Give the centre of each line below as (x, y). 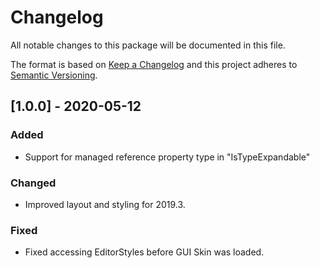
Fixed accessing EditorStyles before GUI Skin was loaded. (144, 252)
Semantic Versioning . (54, 75)
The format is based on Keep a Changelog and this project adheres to (154, 64)
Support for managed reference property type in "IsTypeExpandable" (167, 157)
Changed (33, 183)
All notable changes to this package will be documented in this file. (148, 45)
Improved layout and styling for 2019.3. (105, 204)
